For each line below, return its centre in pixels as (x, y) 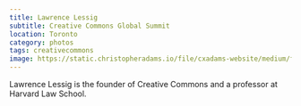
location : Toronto (43, 34)
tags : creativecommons (52, 51)
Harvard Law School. (48, 94)
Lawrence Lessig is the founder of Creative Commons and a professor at (143, 84)
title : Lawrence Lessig (54, 17)
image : (21, 59)
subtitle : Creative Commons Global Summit (90, 26)
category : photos (42, 42)
